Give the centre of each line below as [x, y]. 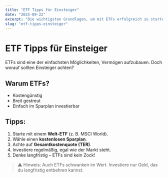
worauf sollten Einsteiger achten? [39, 67]
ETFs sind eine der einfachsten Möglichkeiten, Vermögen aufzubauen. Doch [84, 62]
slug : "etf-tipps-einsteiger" [37, 24]
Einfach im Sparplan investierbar [46, 106]
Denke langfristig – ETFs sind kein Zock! [54, 155]
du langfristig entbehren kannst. [50, 170]
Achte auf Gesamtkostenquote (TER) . [52, 144]
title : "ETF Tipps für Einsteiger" [42, 10]
